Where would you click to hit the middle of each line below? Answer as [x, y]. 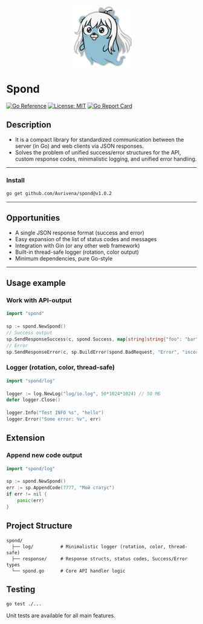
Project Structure [39, 526]
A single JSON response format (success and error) [80, 233]
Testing [21, 589]
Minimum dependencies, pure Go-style [64, 258]
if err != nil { [27, 494]
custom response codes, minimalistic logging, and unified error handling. [106, 159]
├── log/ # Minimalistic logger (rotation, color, [89, 546]
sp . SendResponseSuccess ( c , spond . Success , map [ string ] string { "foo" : [94, 339]
